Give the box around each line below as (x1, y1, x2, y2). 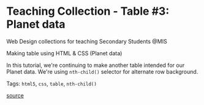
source (6, 91, 25, 99)
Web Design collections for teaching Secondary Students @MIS (6, 37, 167, 45)
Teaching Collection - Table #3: (6, 4, 170, 18)
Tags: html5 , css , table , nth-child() (6, 80, 97, 87)
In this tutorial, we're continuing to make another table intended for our (6, 61, 185, 69)
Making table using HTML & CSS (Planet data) (6, 49, 123, 56)
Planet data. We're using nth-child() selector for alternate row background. (6, 68, 198, 75)
